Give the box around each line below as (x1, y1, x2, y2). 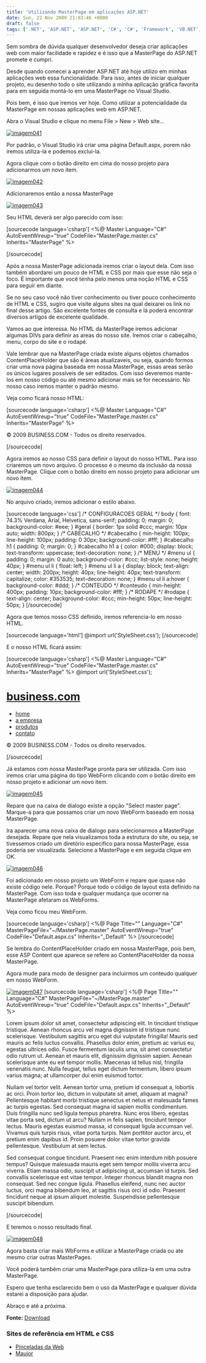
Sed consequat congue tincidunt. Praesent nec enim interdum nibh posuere (6, 1154, 197, 1161)
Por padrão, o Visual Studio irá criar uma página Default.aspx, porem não (6, 142, 191, 149)
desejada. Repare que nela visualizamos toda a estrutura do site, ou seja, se (6, 833, 199, 841)
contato (15, 730, 35, 737)
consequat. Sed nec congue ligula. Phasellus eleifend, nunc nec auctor (6, 1180, 186, 1188)
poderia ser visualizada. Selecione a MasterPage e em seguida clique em (6, 846, 191, 854)
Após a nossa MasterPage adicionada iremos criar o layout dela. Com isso (6, 262, 194, 270)
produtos (15, 723, 39, 731)
